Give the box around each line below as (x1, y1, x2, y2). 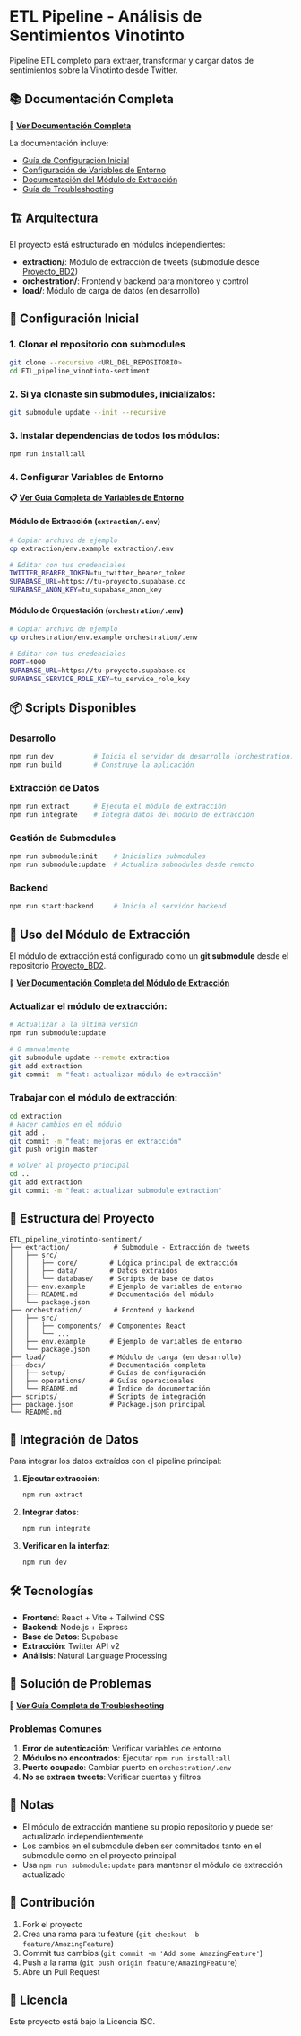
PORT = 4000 (9, 657, 47, 666)
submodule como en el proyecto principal (21, 1849, 176, 1860)
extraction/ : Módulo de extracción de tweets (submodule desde (21, 256, 260, 267)
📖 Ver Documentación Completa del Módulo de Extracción (9, 978, 230, 988)
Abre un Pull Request (21, 1966, 100, 1977)
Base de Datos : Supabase (21, 1631, 119, 1642)
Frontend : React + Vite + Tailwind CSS (21, 1611, 166, 1622)
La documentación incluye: (9, 137, 109, 148)
